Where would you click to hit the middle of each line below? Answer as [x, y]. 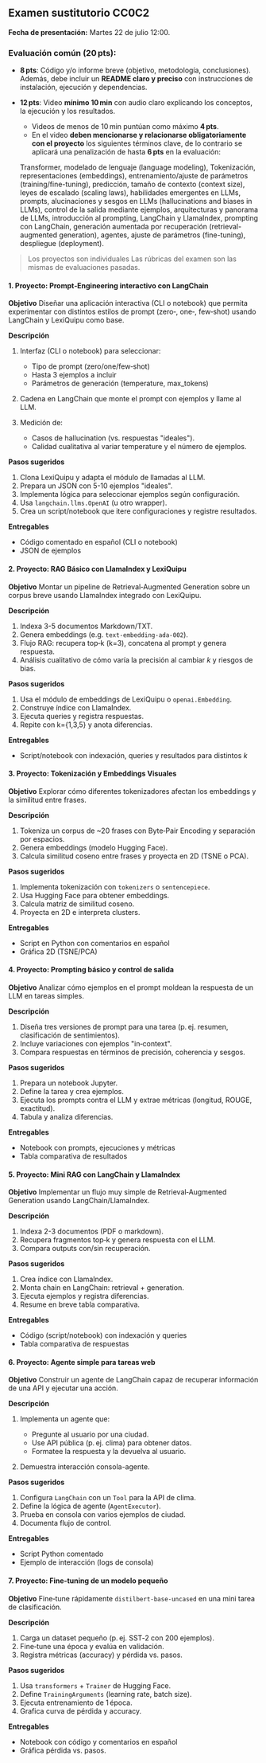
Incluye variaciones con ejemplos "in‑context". [96, 1043]
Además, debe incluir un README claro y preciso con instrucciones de [136, 79]
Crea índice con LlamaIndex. [66, 1279]
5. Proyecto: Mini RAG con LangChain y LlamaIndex [94, 1175]
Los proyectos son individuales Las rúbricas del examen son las [132, 259]
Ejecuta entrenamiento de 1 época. [76, 1702]
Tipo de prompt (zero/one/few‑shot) [91, 366]
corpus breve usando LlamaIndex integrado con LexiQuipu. [105, 595]
